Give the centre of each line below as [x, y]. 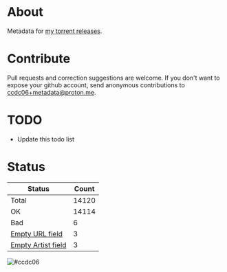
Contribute [39, 59]
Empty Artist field [39, 245]
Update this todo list [45, 139]
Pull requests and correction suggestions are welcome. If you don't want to [113, 78]
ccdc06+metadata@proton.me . [52, 92]
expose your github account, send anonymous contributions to [96, 85]
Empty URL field [37, 234]
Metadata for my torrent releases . [55, 31]
